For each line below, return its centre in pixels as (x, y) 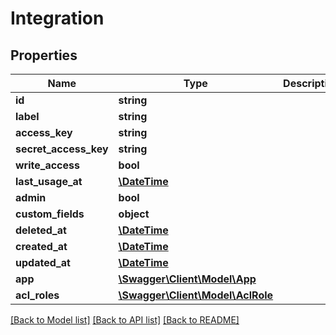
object (134, 214)
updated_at (43, 262)
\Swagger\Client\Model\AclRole (196, 295)
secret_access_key (62, 149)
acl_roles (37, 295)
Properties (44, 55)
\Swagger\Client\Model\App (187, 279)
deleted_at (41, 230)
